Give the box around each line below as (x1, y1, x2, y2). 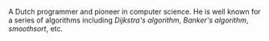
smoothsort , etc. (8, 24, 63, 33)
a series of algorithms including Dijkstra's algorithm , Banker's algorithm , (8, 15, 249, 25)
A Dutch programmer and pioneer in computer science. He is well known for (8, 7, 261, 16)
